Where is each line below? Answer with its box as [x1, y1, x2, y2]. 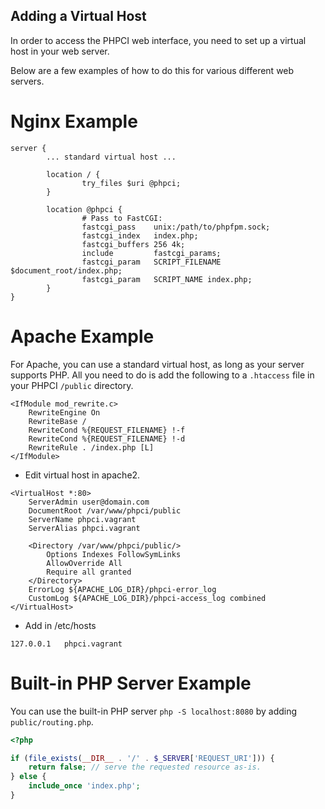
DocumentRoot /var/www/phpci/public [28, 505, 182, 516]
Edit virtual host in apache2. [24, 469, 141, 481]
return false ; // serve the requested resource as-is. [28, 762, 262, 773]
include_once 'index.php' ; [28, 781, 141, 791]
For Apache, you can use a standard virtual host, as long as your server [10, 358, 305, 370]
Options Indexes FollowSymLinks [46, 549, 182, 559]
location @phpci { [46, 204, 123, 214]
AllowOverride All [46, 558, 123, 568]
